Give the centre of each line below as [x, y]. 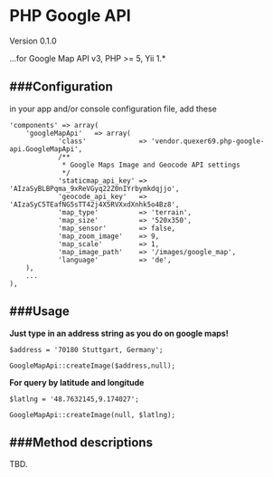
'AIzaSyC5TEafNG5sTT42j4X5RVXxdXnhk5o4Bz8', [94, 205]
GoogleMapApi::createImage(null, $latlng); [93, 415]
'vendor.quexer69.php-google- [207, 141]
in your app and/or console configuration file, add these [113, 109]
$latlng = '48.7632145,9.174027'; [75, 399]
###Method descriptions [81, 442]
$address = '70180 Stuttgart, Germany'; [87, 349]
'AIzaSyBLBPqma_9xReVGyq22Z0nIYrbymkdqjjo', [94, 188]
